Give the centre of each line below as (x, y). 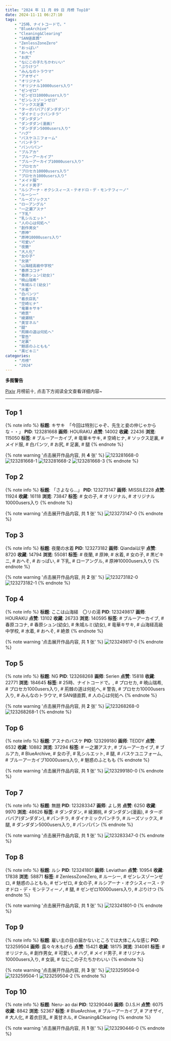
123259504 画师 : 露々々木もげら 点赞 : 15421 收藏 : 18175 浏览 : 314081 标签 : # (85, 946)
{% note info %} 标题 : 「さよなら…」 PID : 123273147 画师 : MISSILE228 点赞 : (85, 490)
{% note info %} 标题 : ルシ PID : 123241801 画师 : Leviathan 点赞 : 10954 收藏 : (84, 870)
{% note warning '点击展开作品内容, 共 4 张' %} (55, 455)
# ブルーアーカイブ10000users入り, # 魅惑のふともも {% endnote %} (78, 760)
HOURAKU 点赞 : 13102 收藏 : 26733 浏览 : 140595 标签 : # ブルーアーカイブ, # (85, 618)
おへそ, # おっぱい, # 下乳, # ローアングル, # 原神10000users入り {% (88, 560)
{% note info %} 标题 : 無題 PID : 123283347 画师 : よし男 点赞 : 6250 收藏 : (81, 805)
